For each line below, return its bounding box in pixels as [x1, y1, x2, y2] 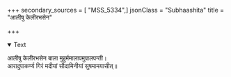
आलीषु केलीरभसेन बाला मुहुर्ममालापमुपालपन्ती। [7, 54, 108, 62]
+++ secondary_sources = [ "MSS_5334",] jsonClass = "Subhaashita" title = [7, 6, 225, 14]
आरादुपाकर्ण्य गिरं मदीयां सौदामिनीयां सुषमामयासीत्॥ [7, 62, 118, 70]
